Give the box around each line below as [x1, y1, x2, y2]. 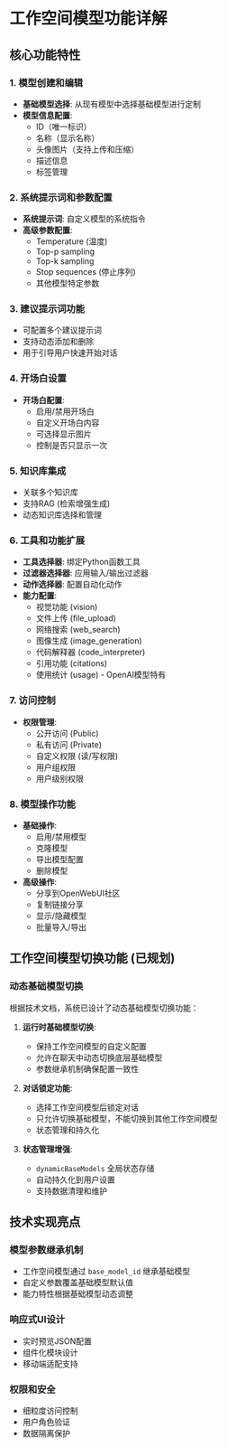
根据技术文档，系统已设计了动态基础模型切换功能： [9, 1002, 199, 1013]
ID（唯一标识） [35, 121, 92, 132]
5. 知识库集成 [9, 465, 67, 477]
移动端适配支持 [22, 1358, 78, 1369]
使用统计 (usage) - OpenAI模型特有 [35, 670, 167, 681]
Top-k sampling [35, 256, 95, 267]
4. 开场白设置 [9, 372, 68, 385]
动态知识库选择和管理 [22, 510, 102, 521]
